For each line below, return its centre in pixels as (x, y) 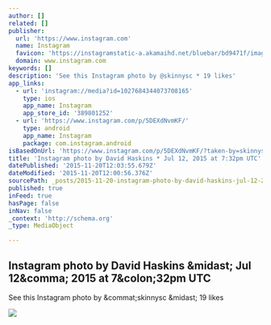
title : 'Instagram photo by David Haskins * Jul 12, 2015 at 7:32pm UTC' (135, 158)
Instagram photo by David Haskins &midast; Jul (130, 266)
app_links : (27, 83)
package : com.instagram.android (77, 143)
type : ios (40, 98)
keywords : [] (30, 69)
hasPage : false (34, 203)
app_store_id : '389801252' (68, 114)
